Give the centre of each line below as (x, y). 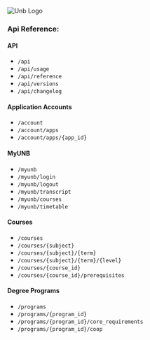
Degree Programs (33, 291)
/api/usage (33, 69)
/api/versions (38, 84)
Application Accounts (40, 107)
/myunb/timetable (43, 206)
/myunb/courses (40, 199)
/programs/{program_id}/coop (60, 329)
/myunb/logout (38, 184)
